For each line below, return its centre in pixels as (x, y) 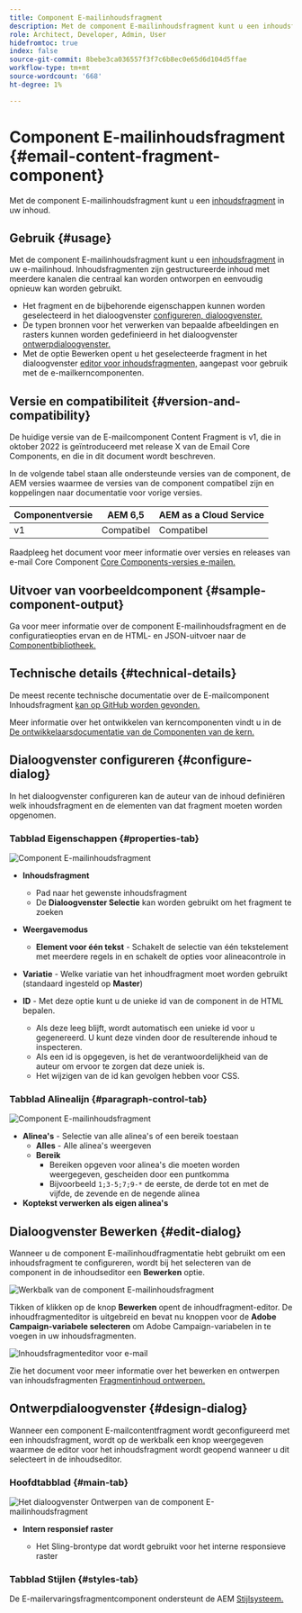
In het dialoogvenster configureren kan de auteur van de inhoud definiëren (147, 796)
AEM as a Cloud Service (212, 515)
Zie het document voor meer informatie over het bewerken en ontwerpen (145, 1371)
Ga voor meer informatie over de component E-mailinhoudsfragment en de (148, 626)
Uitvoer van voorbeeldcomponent (106, 590)
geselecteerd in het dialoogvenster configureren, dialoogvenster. (142, 315)
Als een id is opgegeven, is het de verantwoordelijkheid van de (152, 1056)
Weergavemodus (55, 929)
